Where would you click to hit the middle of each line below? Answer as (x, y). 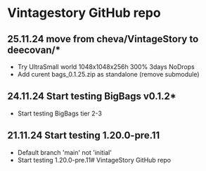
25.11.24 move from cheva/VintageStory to (103, 39)
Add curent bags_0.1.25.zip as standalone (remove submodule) (108, 74)
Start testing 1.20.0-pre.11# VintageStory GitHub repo (94, 160)
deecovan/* (34, 50)
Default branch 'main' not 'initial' (65, 152)
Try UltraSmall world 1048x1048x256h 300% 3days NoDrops (106, 67)
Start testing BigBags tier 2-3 (59, 113)
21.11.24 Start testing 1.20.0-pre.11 (84, 135)
